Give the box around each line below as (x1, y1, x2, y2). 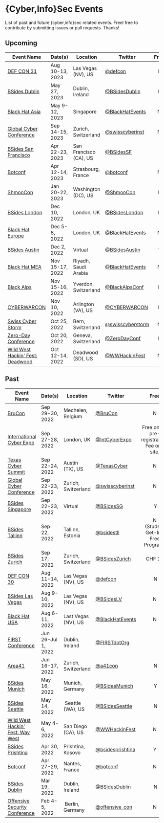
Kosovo (63, 749, 81, 756)
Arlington (73, 301, 94, 308)
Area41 (7, 662, 25, 669)
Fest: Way (7, 729, 30, 735)
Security (7, 803, 27, 810)
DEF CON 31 (7, 67, 37, 74)
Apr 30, (41, 743, 59, 750)
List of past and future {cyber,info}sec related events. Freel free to (5, 20, 138, 25)
